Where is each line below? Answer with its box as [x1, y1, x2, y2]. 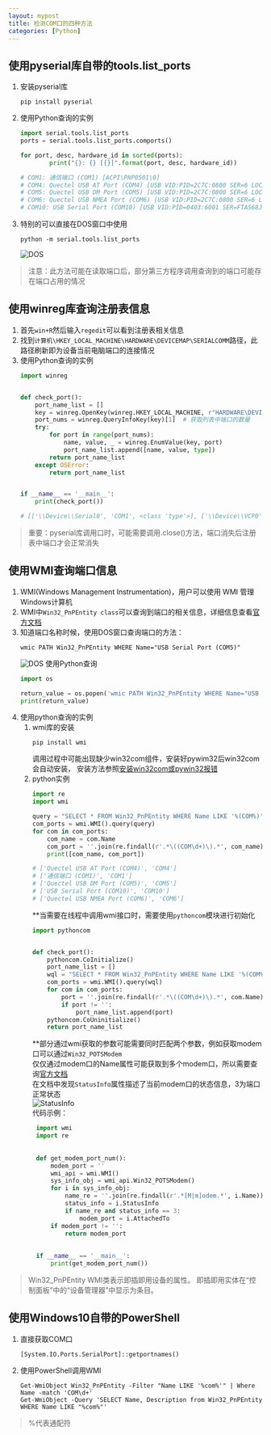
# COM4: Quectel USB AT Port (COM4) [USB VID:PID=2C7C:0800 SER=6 [19, 181, 248, 189]
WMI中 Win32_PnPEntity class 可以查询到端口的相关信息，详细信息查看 [19, 607, 253, 617]
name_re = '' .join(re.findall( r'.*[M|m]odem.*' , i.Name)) [65, 1192, 264, 1201]
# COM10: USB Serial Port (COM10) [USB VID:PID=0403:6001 [19, 204, 219, 212]
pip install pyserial [19, 98, 93, 106]
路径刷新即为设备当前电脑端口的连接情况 [19, 345, 155, 355]
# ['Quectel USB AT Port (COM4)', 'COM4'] [31, 864, 177, 873]
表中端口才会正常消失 [27, 538, 99, 547]
